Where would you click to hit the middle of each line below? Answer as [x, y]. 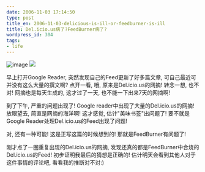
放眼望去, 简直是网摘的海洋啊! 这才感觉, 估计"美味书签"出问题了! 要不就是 [98, 113]
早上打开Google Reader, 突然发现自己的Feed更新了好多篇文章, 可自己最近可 [101, 77]
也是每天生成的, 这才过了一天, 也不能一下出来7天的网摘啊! [98, 92]
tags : [13, 41]
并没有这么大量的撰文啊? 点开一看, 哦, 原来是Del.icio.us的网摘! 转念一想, [97, 85]
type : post [20, 18]
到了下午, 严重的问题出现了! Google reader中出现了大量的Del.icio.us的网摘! [100, 106]
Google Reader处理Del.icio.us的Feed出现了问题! [67, 121]
